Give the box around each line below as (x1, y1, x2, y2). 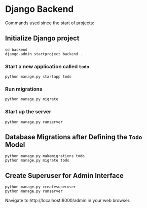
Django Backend (5, 3, 74, 15)
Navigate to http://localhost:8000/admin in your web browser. (5, 198, 131, 204)
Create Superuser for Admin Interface (5, 171, 124, 180)
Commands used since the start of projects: (5, 20, 95, 26)
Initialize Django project (5, 34, 80, 42)
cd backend (5, 47, 28, 52)
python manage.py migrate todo (5, 158, 70, 163)
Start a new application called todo (5, 63, 90, 70)
